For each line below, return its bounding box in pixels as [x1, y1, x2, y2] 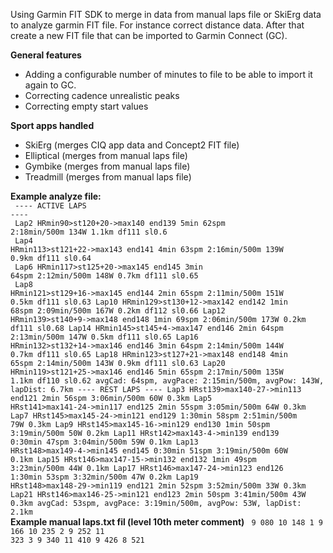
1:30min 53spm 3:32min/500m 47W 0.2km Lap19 [10, 472, 199, 482]
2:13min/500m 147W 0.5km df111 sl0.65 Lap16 [10, 332, 199, 342]
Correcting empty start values [24, 100, 149, 112]
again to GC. [24, 79, 77, 91]
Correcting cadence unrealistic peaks [24, 90, 180, 101]
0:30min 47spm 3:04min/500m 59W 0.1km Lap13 [10, 437, 199, 447]
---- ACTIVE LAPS [14, 201, 87, 211]
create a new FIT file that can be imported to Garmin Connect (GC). [10, 30, 288, 41]
